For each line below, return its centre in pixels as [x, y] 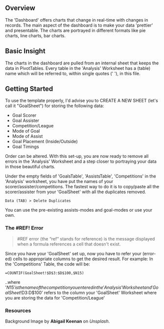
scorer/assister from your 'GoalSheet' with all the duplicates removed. [76, 192]
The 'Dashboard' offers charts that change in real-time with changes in [77, 20]
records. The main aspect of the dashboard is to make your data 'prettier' [79, 25]
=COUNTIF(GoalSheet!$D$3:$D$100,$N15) [45, 273]
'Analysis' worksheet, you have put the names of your [59, 181]
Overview [20, 8]
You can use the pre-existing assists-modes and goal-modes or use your [79, 210]
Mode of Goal [26, 131]
